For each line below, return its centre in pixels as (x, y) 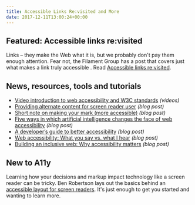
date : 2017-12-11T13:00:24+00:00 (47, 17)
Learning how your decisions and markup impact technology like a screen (95, 177)
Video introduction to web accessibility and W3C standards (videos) (97, 100)
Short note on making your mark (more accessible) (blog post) (90, 113)
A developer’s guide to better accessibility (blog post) (80, 132)
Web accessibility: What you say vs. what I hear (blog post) (86, 138)
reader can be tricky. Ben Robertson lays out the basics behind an (86, 183)
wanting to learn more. (33, 196)
